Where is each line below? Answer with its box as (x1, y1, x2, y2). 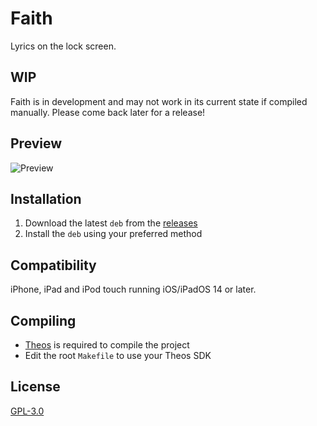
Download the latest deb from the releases (24, 217, 198, 229)
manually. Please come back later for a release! (10, 106, 206, 118)
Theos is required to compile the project (24, 339, 190, 351)
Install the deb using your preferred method (24, 228, 203, 240)
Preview (10, 135, 63, 152)
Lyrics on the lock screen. (10, 40, 117, 52)
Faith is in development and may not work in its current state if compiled (10, 95, 308, 107)
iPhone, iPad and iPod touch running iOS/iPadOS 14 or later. (10, 283, 257, 296)
